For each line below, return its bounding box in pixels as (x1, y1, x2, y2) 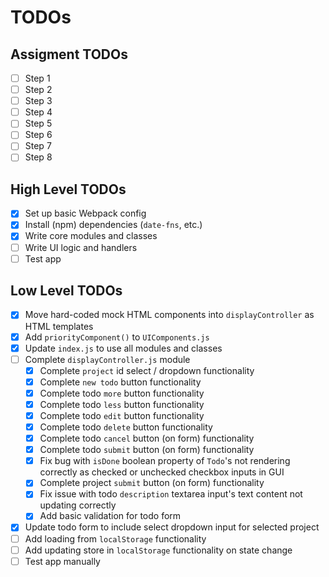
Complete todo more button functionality (39, 387, 205, 399)
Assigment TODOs (10, 46, 128, 63)
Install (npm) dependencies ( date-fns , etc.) (24, 219, 203, 231)
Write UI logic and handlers (24, 241, 138, 253)
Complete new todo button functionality (39, 376, 202, 388)
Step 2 (24, 84, 53, 96)
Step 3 (24, 95, 53, 107)
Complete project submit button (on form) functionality (39, 477, 265, 489)
